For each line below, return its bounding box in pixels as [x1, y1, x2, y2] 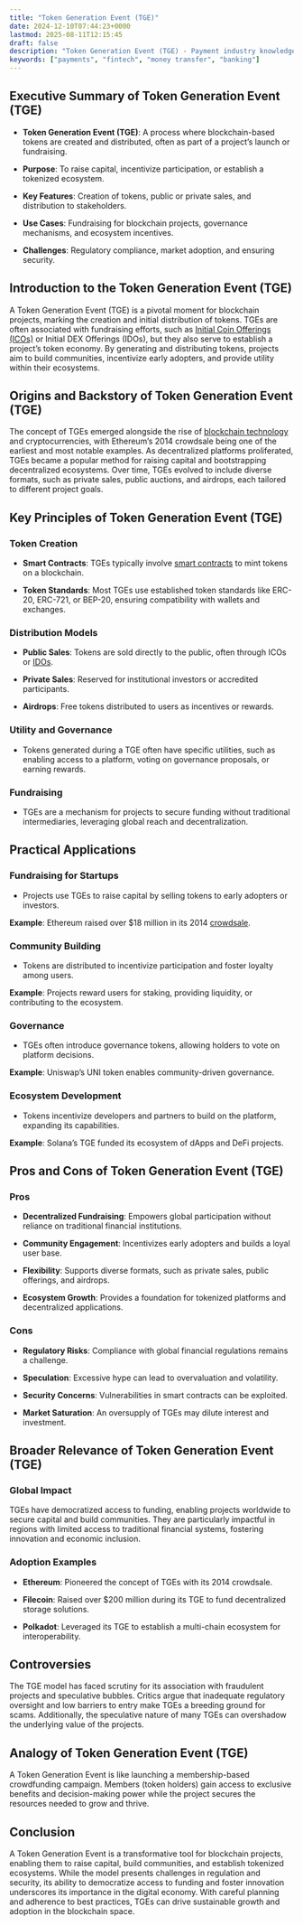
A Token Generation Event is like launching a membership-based [9, 1770, 250, 1780]
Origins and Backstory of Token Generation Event [9, 388, 293, 404]
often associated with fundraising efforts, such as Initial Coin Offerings [9, 323, 271, 334]
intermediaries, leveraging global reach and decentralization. [22, 817, 249, 827]
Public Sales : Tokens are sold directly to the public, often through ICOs [22, 647, 287, 658]
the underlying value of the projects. [9, 1719, 144, 1730]
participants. [22, 684, 69, 695]
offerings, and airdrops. [22, 1275, 110, 1285]
